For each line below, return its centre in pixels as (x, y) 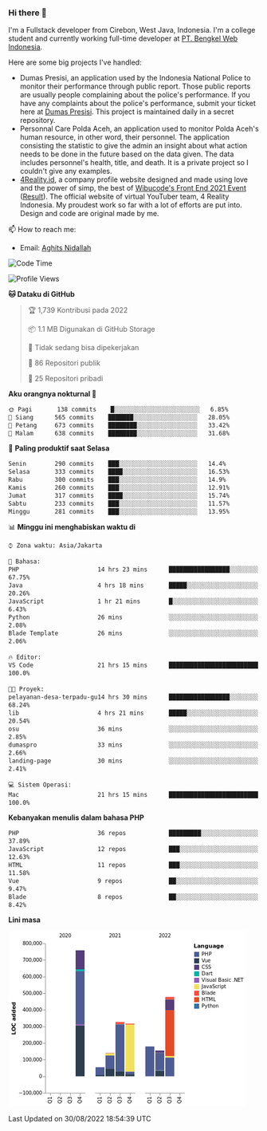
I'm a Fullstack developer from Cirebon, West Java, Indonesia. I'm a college (132, 30)
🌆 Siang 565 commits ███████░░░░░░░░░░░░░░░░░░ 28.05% (119, 418)
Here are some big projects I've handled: (75, 62)
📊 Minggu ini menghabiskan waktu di (72, 527)
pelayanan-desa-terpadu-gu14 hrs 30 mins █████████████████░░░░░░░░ (133, 697)
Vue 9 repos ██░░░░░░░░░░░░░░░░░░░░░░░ (133, 881)
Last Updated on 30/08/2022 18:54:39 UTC (80, 1119)
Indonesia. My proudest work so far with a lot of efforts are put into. (131, 205)
